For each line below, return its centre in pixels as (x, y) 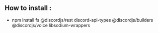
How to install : (28, 8)
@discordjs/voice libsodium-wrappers (51, 25)
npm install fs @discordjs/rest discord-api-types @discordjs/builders (82, 20)
